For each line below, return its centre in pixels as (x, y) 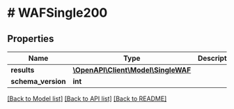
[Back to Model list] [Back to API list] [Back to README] (87, 99)
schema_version (38, 81)
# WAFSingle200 (57, 13)
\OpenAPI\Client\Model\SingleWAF (132, 70)
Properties (31, 39)
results (23, 70)
